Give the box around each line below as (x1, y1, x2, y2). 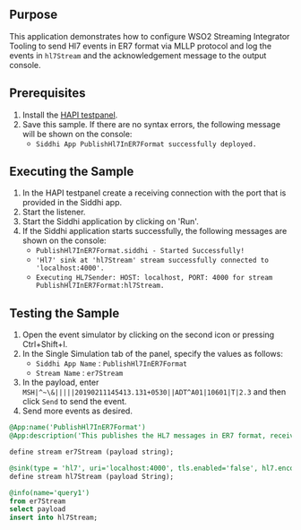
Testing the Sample (9, 305, 120, 321)
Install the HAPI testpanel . (21, 109, 118, 120)
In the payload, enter (21, 377, 99, 388)
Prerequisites (9, 85, 86, 101)
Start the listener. (21, 206, 86, 218)
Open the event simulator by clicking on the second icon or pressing (21, 329, 275, 340)
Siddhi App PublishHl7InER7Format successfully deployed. (35, 139, 257, 149)
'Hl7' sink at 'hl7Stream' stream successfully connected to (35, 256, 269, 265)
